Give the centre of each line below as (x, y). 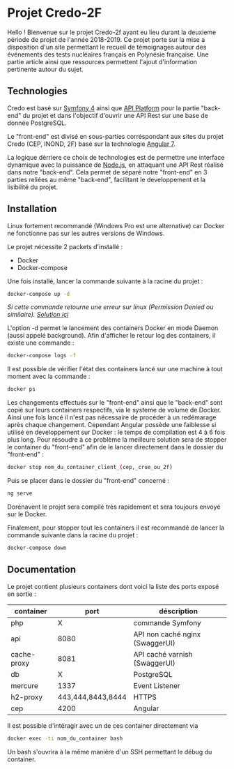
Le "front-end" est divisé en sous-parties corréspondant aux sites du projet (116, 136)
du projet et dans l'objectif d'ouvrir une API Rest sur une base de (116, 115)
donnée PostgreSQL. (37, 123)
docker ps (22, 389)
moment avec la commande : (49, 376)
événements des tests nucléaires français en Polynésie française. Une (108, 54)
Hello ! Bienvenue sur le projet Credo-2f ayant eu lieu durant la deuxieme (112, 32)
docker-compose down (37, 548)
